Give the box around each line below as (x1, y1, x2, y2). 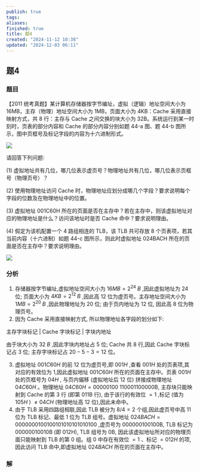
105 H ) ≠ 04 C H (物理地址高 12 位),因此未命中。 (14, 398, 132, 405)
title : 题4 (6, 31, 33, 37)
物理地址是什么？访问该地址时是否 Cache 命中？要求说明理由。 (16, 214, 172, 222)
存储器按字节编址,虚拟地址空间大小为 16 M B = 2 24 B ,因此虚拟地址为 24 (14, 284, 189, 292)
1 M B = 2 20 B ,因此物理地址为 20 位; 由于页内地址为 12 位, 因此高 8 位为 (14, 299, 189, 307)
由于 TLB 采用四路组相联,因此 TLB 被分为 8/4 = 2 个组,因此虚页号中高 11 (14, 405, 191, 413)
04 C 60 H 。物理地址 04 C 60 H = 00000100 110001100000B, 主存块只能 (14, 383, 187, 390)
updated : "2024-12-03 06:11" (6, 43, 79, 48)
